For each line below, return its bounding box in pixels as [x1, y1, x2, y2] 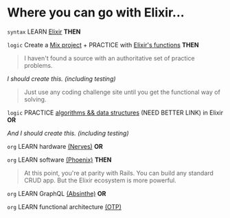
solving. [23, 95, 47, 104]
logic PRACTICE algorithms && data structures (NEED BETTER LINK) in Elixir [7, 108, 224, 117]
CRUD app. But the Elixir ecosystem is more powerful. [23, 176, 176, 184]
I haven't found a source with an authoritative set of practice [23, 53, 195, 62]
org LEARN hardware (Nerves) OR [7, 142, 103, 150]
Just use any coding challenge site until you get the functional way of [23, 88, 221, 96]
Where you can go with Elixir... [7, 5, 185, 21]
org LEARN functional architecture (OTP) [7, 202, 122, 210]
